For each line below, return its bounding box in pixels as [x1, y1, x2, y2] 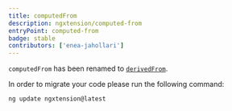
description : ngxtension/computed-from [8, 19, 143, 27]
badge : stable [8, 34, 56, 43]
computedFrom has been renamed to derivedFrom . [8, 64, 168, 73]
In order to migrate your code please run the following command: [8, 80, 225, 89]
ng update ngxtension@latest [8, 95, 106, 103]
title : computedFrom [8, 11, 78, 20]
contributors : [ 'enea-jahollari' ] [8, 42, 125, 50]
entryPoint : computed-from [8, 27, 99, 35]
